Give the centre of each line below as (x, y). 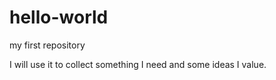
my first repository (47, 45)
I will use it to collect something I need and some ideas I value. (138, 64)
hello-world (59, 17)
